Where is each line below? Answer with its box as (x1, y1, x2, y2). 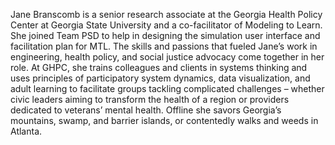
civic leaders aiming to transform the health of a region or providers (10, 94, 290, 105)
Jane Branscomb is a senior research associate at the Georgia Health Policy (10, 9, 323, 20)
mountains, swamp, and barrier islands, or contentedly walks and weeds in (10, 115, 319, 126)
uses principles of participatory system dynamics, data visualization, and (10, 72, 311, 84)
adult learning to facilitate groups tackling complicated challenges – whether (10, 83, 325, 94)
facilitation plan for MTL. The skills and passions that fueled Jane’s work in (10, 40, 318, 52)
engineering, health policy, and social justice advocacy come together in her (10, 51, 325, 63)
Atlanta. (10, 125, 43, 137)
